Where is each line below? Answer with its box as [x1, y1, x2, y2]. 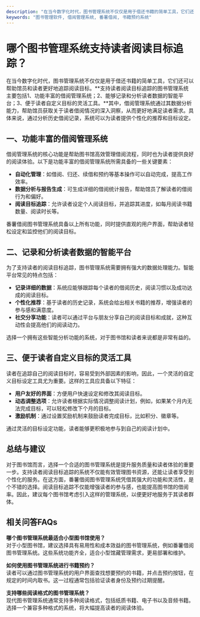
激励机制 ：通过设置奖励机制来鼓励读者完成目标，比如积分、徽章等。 [14, 412, 182, 419]
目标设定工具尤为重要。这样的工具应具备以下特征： [11, 377, 137, 384]
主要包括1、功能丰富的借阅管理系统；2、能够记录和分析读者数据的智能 [6, 92, 179, 99]
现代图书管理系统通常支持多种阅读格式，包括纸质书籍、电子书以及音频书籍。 [6, 596, 194, 604]
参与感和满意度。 [14, 306, 57, 314]
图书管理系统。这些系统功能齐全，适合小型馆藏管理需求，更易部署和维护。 [6, 549, 189, 556]
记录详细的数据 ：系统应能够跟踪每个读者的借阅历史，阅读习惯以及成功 [14, 284, 187, 292]
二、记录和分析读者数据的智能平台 [6, 247, 132, 257]
